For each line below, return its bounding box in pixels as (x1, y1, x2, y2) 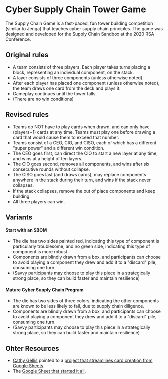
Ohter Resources (5, 344, 59, 353)
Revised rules (5, 110, 49, 119)
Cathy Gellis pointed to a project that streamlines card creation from (12, 357, 153, 364)
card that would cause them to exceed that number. (12, 134, 119, 140)
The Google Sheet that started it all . (12, 368, 86, 374)
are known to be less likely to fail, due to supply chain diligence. (12, 303, 144, 309)
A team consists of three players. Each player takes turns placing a (12, 64, 150, 70)
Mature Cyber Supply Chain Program (5, 287, 84, 293)
